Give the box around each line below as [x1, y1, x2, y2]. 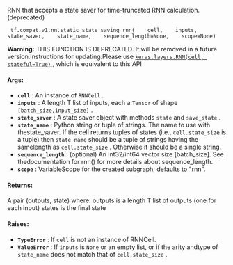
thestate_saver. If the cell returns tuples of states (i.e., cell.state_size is [17, 128, 227, 136]
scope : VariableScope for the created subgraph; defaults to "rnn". [17, 165, 206, 173]
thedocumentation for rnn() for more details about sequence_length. [17, 158, 214, 166]
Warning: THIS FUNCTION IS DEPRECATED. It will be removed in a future [7, 45, 218, 53]
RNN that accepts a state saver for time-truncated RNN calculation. [7, 6, 200, 14]
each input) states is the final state [7, 204, 106, 212]
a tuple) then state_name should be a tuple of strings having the [17, 136, 199, 144]
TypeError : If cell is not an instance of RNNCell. [17, 235, 156, 243]
